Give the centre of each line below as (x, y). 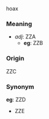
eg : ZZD (16, 99)
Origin (15, 59)
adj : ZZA (25, 37)
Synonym (20, 86)
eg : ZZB (33, 43)
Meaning (19, 24)
